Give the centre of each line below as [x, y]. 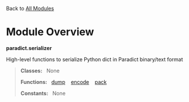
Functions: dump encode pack [63, 82]
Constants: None [43, 93]
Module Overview [50, 32]
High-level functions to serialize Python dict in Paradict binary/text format [94, 59]
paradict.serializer [29, 48]
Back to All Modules [30, 8]
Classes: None [40, 71]
